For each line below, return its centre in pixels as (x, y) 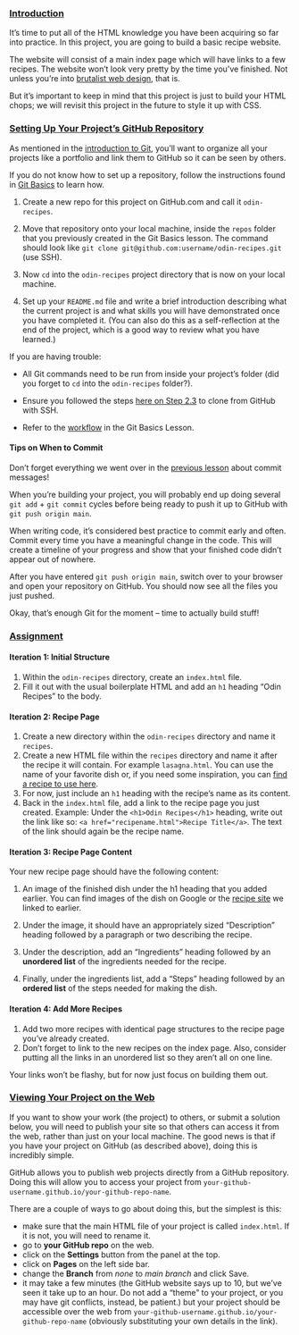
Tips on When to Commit (56, 448)
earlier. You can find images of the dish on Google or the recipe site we (153, 898)
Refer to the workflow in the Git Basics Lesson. (108, 427)
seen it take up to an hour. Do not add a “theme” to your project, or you (153, 1292)
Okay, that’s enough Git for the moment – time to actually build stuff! (134, 613)
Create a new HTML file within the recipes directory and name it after (150, 756)
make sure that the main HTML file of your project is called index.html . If (156, 1226)
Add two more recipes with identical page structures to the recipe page (154, 1029)
